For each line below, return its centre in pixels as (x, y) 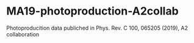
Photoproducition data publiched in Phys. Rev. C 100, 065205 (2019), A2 (97, 28)
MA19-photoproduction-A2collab (92, 11)
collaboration (23, 34)
